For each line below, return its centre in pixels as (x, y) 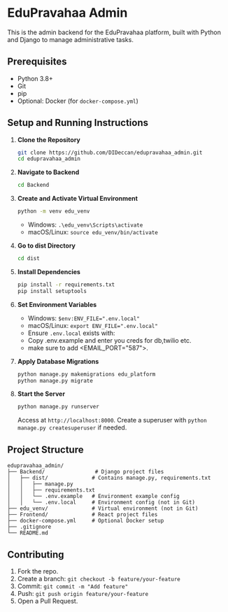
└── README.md (28, 533)
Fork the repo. (38, 571)
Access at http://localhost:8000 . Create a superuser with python (112, 420)
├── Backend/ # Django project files (86, 472)
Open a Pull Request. (48, 601)
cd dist (28, 259)
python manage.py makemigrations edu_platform (86, 374)
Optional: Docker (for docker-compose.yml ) (78, 101)
